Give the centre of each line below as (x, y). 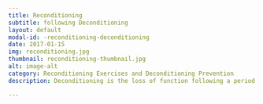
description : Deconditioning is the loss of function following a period (132, 81)
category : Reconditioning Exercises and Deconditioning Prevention (121, 74)
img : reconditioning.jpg (49, 52)
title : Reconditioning (45, 15)
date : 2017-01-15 (37, 45)
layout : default (35, 30)
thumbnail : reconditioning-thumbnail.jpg (77, 59)
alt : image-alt (33, 66)
